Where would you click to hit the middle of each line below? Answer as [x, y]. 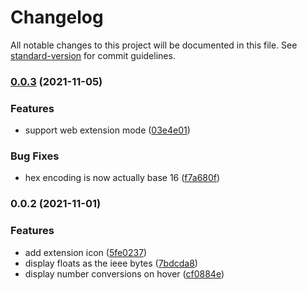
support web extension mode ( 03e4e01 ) [107, 130]
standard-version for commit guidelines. [93, 55]
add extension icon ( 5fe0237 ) [86, 252]
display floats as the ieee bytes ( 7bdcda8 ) [111, 263]
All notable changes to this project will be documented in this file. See [154, 45]
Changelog [57, 17]
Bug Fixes [35, 156]
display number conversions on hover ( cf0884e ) [124, 273]
